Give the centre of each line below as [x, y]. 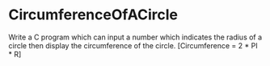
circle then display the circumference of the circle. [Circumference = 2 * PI [133, 45]
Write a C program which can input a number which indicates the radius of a [135, 37]
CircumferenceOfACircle [93, 15]
